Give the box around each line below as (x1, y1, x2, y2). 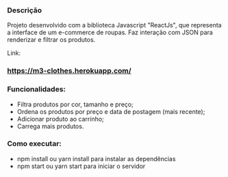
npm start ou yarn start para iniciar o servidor (16, 162, 146, 170)
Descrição (7, 5, 42, 15)
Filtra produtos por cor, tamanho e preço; (16, 100, 134, 108)
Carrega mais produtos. (16, 122, 84, 130)
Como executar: (7, 139, 62, 149)
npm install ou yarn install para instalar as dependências (16, 154, 176, 163)
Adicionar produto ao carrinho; (16, 115, 104, 123)
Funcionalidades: (7, 84, 66, 94)
